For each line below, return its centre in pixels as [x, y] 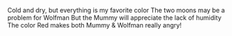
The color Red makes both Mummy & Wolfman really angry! [95, 25]
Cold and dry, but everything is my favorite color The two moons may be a [116, 10]
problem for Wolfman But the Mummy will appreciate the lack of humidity [115, 18]
